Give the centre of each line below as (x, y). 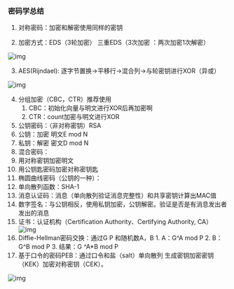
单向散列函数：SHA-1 (49, 187)
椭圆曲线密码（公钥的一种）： (60, 178)
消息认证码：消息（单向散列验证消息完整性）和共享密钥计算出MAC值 (117, 196)
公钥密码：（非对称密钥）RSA (60, 126)
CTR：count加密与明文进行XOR (74, 117)
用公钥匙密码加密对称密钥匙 (58, 169)
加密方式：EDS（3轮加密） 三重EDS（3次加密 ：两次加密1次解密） (113, 43)
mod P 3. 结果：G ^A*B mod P (75, 247)
